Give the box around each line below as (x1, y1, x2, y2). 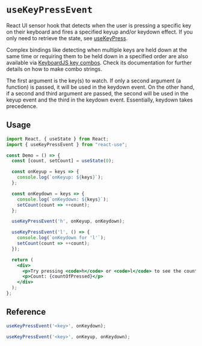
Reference (6, 307, 46, 317)
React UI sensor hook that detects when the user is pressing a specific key (6, 22, 191, 29)
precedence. (6, 102, 38, 109)
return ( (11, 256, 34, 263)
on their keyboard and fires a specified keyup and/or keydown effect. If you (6, 28, 194, 35)
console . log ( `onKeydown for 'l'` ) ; (17, 235, 106, 241)
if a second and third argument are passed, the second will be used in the (6, 90, 189, 97)
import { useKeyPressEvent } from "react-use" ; (6, 141, 128, 148)
